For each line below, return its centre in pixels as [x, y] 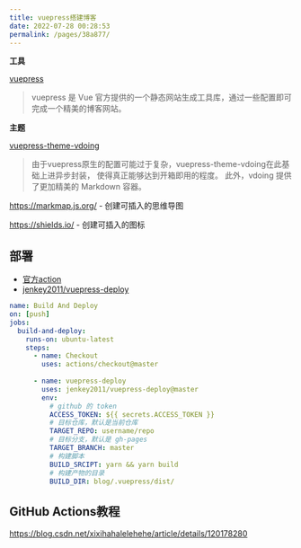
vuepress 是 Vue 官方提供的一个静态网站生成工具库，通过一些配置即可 [161, 97]
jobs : [19, 323]
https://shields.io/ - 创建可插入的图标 [77, 225]
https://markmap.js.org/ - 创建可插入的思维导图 [97, 206]
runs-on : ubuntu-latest [70, 339]
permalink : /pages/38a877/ [60, 34]
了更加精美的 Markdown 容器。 [89, 187]
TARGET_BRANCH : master [92, 448]
